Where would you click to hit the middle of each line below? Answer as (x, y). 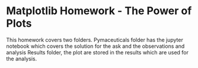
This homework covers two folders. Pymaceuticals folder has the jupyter (95, 40)
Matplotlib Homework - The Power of (99, 11)
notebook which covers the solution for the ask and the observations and (95, 46)
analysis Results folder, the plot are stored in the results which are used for (97, 52)
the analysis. (22, 59)
